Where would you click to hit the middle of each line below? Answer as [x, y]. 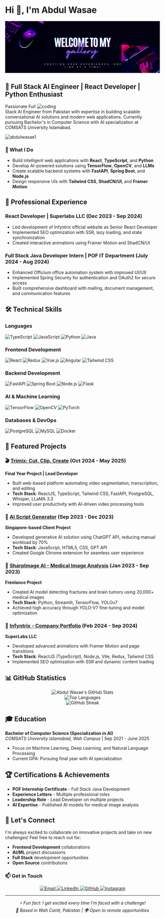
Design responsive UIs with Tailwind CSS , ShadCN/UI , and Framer [80, 182]
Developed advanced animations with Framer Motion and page [76, 646]
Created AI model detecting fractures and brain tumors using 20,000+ [83, 592]
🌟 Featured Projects [36, 446]
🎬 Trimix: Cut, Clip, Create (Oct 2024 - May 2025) [66, 461]
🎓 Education [26, 719]
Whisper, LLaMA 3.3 [33, 498]
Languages [19, 326]
